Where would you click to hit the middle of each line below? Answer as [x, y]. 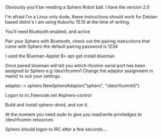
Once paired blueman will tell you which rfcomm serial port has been [75, 66]
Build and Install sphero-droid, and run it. [47, 105]
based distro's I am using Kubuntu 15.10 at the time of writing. [68, 22]
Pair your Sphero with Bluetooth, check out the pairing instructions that [78, 41]
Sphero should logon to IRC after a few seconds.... [56, 129]
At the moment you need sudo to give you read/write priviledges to [74, 114]
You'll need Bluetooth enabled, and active [48, 31]
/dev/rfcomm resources [29, 120]
